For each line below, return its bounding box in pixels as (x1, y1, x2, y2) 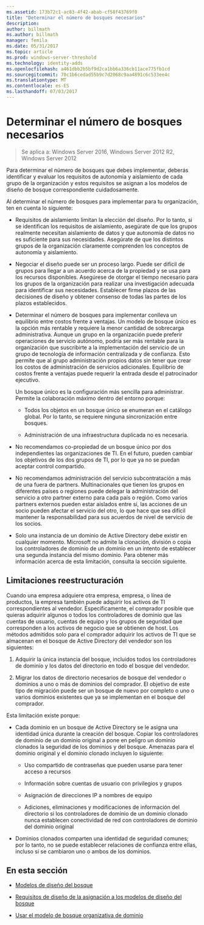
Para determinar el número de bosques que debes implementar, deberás (6, 166, 189, 174)
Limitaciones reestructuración (6, 575, 124, 586)
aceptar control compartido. (15, 462, 86, 470)
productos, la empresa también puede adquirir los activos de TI (6, 598, 166, 605)
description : (6, 20, 40, 26)
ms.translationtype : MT (6, 77, 67, 83)
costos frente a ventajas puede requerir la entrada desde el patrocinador (15, 369, 198, 377)
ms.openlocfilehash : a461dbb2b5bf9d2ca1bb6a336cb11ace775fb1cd (6, 65, 171, 72)
